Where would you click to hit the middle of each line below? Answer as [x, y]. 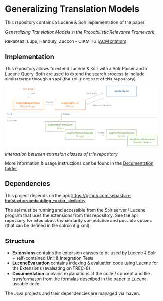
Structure [20, 241]
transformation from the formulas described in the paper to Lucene [79, 279]
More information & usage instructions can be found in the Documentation [79, 163]
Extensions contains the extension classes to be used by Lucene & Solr [84, 253]
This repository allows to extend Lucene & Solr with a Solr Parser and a [76, 68]
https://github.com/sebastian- [101, 196]
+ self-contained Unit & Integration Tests [53, 258]
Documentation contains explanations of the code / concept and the [81, 274]
